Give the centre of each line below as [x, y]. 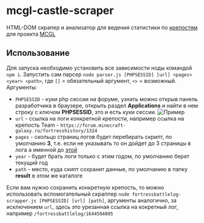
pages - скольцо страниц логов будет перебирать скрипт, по [93, 136]
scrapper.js [21, 201]
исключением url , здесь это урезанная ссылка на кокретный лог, [92, 207]
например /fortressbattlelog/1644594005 [60, 213]
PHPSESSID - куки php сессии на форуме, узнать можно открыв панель [106, 99]
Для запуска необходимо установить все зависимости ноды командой [99, 68]
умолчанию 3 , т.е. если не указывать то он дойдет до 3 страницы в [103, 143]
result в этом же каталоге [49, 175]
